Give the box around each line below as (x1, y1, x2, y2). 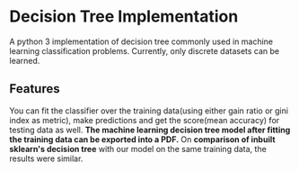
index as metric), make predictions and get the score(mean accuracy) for (9, 114, 280, 125)
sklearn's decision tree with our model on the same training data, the (9, 143, 267, 154)
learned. (9, 55, 40, 66)
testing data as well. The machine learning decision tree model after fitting (9, 124, 291, 135)
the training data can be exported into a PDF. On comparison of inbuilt (9, 133, 276, 145)
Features (9, 81, 60, 96)
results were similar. (9, 153, 84, 164)
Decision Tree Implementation (9, 6, 239, 27)
